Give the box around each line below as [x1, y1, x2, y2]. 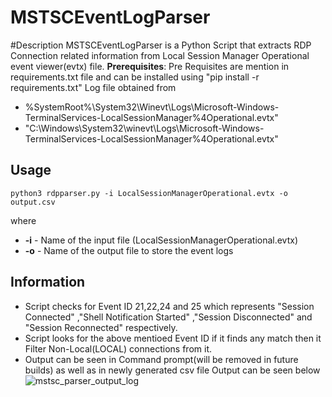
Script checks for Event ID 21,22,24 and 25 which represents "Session [24, 300, 315, 312]
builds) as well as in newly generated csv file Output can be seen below [24, 364, 321, 376]
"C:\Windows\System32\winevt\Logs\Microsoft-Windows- [24, 122, 265, 134]
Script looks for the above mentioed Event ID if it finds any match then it [24, 332, 322, 344]
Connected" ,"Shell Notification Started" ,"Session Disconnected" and [24, 311, 313, 323]
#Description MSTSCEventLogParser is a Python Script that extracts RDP [10, 39, 312, 51]
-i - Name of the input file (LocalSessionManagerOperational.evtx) [24, 234, 299, 246]
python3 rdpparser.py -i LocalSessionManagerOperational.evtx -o [10, 188, 288, 198]
